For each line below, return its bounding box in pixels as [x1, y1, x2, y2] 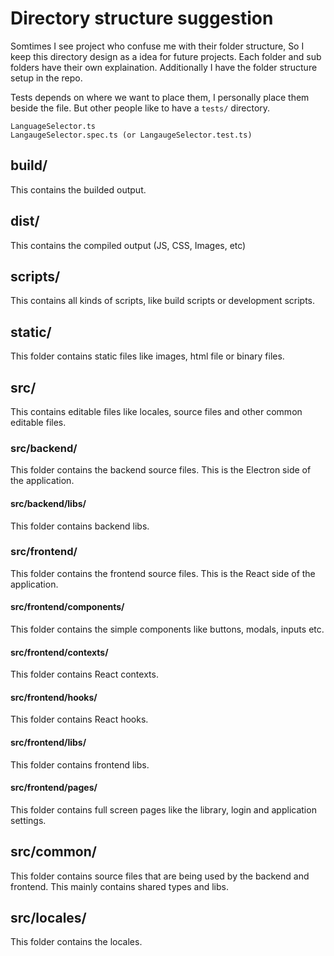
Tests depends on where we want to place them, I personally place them [10, 91, 310, 103]
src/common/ [10, 843, 97, 861]
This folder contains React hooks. [10, 713, 149, 726]
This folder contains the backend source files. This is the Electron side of [10, 464, 312, 476]
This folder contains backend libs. [10, 520, 150, 532]
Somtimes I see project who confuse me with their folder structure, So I [10, 40, 305, 52]
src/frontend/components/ [10, 601, 125, 613]
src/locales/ [10, 910, 87, 927]
